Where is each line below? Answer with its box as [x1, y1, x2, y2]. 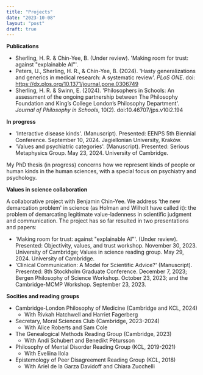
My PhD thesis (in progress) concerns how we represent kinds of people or [6, 161, 196, 168]
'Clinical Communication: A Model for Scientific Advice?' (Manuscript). [15, 262, 193, 269]
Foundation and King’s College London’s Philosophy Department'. [15, 100, 180, 107]
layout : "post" [6, 20, 45, 26]
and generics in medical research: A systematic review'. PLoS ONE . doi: [15, 74, 195, 81]
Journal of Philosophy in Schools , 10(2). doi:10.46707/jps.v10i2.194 [15, 106, 183, 113]
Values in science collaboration [6, 186, 88, 193]
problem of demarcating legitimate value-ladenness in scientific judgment [6, 211, 192, 218]
